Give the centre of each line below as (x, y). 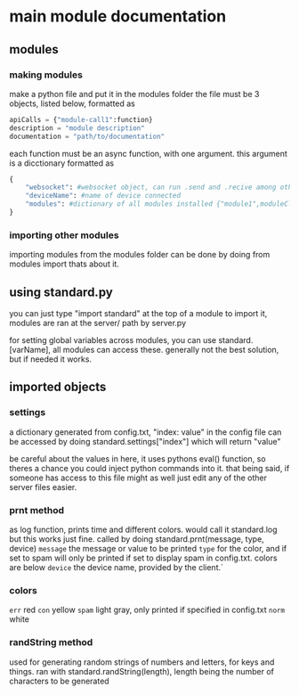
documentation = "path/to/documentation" (87, 136)
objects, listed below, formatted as (72, 103)
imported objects (58, 387)
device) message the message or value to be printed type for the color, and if (148, 548)
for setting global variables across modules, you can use (113, 339)
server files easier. (43, 487)
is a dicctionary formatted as (61, 163)
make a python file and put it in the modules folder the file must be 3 (134, 94)
